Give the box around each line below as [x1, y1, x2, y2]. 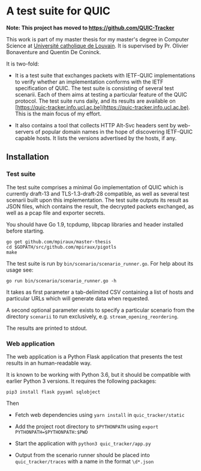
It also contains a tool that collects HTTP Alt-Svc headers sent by [14, 121, 176, 129]
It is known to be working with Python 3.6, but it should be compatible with [6, 371, 191, 378]
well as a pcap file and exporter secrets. [6, 209, 106, 216]
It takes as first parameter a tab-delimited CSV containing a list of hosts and [6, 288, 194, 296]
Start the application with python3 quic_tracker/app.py [14, 440, 151, 447]
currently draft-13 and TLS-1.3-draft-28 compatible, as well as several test [6, 190, 190, 197]
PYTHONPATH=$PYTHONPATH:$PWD [14, 429, 88, 435]
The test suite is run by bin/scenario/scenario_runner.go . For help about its [6, 260, 194, 267]
